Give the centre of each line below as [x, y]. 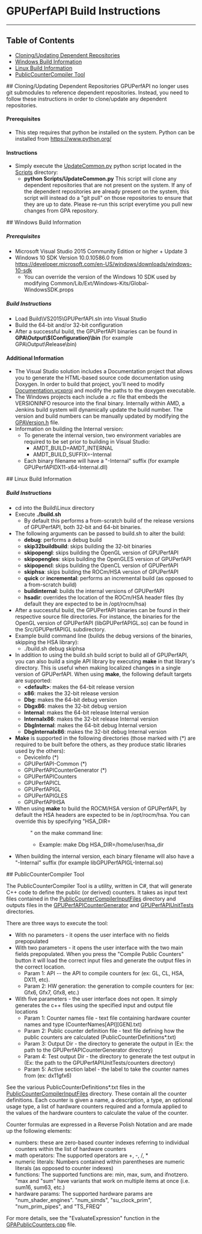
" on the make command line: [66, 833]
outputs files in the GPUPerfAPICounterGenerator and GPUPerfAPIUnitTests [100, 905]
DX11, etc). [37, 980]
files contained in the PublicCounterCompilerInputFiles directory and [91, 899]
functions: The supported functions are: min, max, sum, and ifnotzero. [102, 1174]
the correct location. [40, 967]
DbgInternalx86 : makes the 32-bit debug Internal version [95, 732]
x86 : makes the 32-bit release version [71, 693]
